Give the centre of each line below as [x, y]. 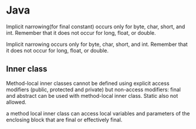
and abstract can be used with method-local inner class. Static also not [92, 95]
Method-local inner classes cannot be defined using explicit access [88, 83]
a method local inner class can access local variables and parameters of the [98, 113]
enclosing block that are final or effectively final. [64, 120]
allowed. [16, 102]
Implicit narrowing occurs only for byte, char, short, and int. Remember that [97, 44]
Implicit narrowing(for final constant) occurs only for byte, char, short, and [96, 27]
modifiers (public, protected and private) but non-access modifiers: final [93, 90]
